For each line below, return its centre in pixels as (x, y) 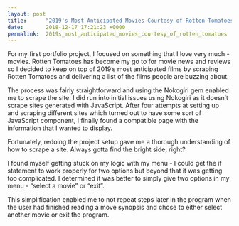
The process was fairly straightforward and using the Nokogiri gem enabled (118, 90)
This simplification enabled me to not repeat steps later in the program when (119, 200)
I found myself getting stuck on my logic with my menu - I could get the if (115, 163)
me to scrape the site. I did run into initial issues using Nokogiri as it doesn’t (118, 98)
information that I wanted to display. (60, 128)
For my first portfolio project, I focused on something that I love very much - (118, 54)
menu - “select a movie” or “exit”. (56, 186)
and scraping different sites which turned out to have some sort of (104, 113)
